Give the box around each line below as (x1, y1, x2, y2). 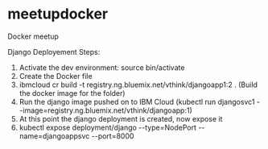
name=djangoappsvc (19, 130, 90, 141)
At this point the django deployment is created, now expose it (19, 114, 223, 123)
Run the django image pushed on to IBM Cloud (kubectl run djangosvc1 (19, 97, 255, 106)
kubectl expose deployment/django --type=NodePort (19, 122, 196, 132)
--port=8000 (91, 130, 134, 141)
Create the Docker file (19, 71, 93, 81)
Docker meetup (7, 31, 60, 41)
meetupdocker (7, 5, 109, 23)
